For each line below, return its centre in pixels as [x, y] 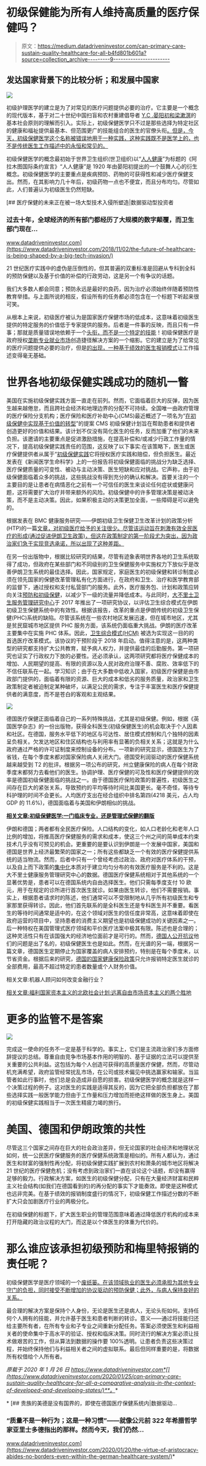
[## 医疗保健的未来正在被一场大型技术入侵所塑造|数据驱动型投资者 [90, 202]
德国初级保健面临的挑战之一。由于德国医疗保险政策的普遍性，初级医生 [105, 780]
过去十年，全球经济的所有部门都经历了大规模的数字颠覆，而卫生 [100, 220]
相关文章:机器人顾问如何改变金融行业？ [56, 979]
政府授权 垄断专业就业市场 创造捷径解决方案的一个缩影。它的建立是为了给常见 [103, 340]
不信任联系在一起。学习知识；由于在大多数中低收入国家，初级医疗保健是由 [100, 671]
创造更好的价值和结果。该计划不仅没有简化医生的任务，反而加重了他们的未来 [103, 431]
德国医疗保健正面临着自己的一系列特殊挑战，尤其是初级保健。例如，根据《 [100, 718]
